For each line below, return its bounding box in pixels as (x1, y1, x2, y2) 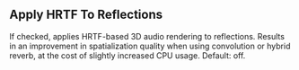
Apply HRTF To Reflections (9, 7, 163, 22)
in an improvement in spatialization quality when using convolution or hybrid (9, 40, 291, 51)
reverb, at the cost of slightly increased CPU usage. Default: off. (9, 49, 246, 61)
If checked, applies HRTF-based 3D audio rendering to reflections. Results (9, 31, 286, 41)
